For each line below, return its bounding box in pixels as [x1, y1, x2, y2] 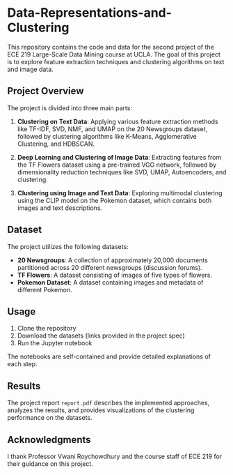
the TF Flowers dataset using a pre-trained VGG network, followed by [17, 160, 217, 169]
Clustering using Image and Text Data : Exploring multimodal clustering [17, 188, 223, 197]
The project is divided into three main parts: [7, 103, 132, 112]
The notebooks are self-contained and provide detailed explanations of [7, 352, 211, 361]
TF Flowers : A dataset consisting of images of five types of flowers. [17, 271, 212, 279]
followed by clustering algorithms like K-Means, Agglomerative [17, 132, 197, 140]
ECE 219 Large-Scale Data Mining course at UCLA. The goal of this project [7, 50, 221, 59]
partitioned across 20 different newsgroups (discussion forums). [17, 263, 203, 271]
